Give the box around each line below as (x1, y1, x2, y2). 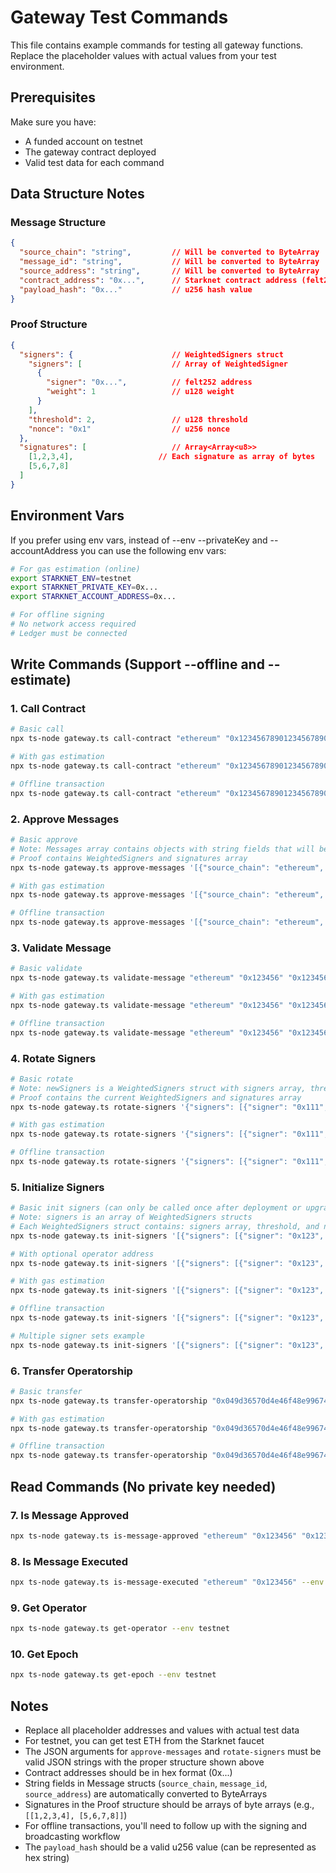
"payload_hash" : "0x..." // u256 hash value (19, 284, 253, 295)
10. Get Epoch (10, 1647, 79, 1661)
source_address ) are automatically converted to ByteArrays (24, 1788, 268, 1800)
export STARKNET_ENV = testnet (10, 573, 132, 583)
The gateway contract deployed (24, 146, 157, 158)
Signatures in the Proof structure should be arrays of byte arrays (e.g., (24, 1799, 315, 1811)
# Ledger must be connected (10, 628, 128, 638)
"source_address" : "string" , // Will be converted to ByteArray (19, 266, 320, 276)
